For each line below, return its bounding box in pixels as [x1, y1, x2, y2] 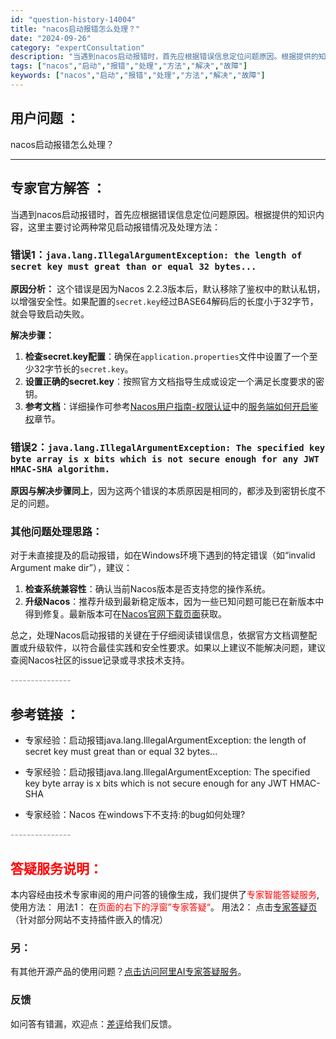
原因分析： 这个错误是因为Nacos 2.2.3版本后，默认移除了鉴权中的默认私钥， [10, 282, 326, 295]
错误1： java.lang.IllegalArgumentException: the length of [10, 248, 303, 262]
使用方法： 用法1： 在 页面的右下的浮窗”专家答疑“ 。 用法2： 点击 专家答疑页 [10, 901, 318, 913]
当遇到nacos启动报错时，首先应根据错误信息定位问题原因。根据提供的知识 [10, 208, 316, 220]
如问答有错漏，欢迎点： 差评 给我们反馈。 [10, 1017, 177, 1030]
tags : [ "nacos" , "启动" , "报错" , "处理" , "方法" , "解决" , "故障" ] [10, 61, 248, 71]
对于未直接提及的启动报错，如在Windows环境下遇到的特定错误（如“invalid [10, 549, 316, 561]
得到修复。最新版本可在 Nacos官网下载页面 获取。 [24, 608, 227, 620]
